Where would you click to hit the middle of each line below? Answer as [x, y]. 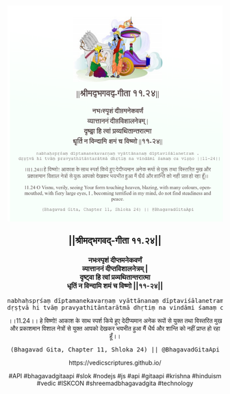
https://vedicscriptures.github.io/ [115, 362]
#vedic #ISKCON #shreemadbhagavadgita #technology [115, 383]
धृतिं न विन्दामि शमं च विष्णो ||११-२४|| [115, 286]
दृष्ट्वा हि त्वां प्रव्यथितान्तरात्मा [115, 278]
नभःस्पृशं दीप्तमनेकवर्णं [115, 260]
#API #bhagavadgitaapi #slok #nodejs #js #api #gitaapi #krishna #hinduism [115, 375]
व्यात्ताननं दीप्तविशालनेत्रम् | [115, 269]
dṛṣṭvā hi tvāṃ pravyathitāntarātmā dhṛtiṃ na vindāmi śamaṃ [112, 307]
